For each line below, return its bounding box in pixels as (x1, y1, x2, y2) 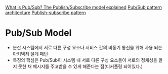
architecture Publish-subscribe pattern (5, 10, 86, 16)
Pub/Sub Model (5, 27, 72, 39)
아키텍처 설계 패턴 (12, 50, 48, 57)
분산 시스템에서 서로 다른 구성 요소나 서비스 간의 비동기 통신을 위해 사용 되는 (12, 44, 163, 50)
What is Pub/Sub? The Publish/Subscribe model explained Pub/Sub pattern (5, 5, 162, 10)
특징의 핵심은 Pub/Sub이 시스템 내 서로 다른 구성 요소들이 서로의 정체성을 (12, 57, 158, 63)
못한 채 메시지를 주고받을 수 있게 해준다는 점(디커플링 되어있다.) (18, 63, 143, 69)
